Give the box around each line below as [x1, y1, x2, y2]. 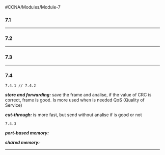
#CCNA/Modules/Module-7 [5, 4, 61, 10]
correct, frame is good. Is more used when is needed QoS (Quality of [5, 97, 145, 103]
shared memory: [5, 140, 40, 146]
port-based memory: [5, 130, 49, 136]
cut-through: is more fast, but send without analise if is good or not [5, 112, 142, 118]
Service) [5, 102, 23, 108]
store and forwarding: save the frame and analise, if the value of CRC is [5, 92, 152, 98]
